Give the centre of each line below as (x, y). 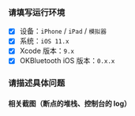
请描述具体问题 (37, 83)
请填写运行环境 (37, 12)
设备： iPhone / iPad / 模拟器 (63, 31)
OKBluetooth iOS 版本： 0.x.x (67, 61)
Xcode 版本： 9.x (47, 51)
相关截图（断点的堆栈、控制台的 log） (70, 103)
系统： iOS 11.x (44, 41)
